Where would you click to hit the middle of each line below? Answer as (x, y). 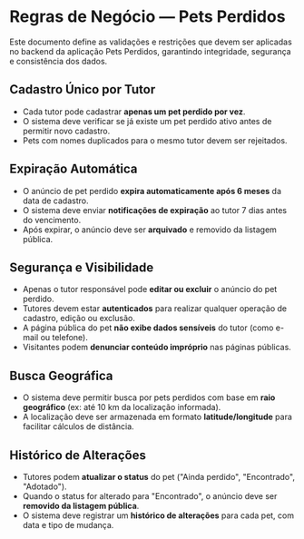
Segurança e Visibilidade (82, 267)
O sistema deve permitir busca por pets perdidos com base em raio (149, 397)
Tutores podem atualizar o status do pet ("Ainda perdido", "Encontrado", (158, 477)
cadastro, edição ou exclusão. (79, 318)
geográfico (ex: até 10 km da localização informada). (122, 407)
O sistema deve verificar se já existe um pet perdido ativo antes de (147, 121)
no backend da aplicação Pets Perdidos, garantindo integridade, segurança (151, 51)
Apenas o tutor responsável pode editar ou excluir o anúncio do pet (150, 289)
